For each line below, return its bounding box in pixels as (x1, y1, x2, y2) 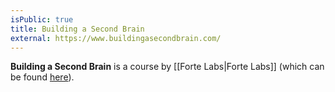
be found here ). (10, 71, 75, 83)
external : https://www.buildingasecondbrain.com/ (10, 33, 222, 43)
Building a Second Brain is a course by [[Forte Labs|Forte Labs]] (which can (10, 61, 325, 73)
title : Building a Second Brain (10, 24, 145, 34)
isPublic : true (10, 14, 74, 25)
